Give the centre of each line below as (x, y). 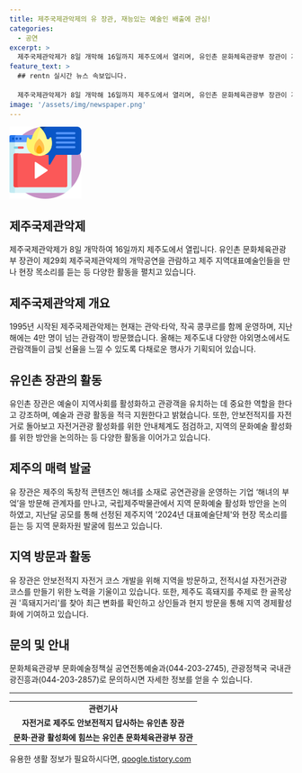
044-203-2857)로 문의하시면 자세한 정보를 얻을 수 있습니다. (147, 679)
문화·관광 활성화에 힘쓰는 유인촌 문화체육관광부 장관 (103, 737)
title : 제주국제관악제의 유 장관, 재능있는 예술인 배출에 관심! (111, 19)
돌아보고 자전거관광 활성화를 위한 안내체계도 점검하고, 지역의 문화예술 (147, 426)
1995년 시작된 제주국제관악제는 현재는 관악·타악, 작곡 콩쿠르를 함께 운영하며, (143, 327)
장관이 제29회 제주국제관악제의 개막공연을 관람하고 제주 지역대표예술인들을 (150, 260)
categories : (31, 28)
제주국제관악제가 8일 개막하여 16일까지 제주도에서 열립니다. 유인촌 (125, 250)
